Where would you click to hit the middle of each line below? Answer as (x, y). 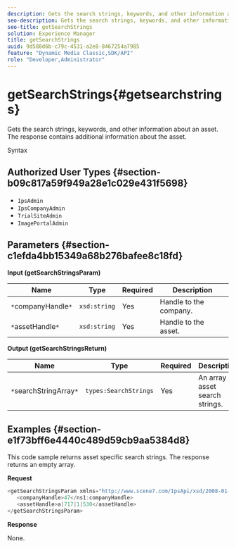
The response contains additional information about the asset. (97, 136)
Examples (29, 429)
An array (212, 378)
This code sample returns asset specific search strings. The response (108, 457)
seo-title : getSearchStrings (50, 27)
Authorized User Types (59, 172)
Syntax (18, 150)
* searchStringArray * (45, 391)
